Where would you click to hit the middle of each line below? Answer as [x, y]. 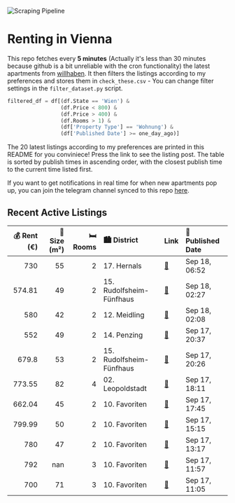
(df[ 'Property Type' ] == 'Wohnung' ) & [117, 127]
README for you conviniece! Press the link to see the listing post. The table [116, 155]
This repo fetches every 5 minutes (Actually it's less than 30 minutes [107, 58]
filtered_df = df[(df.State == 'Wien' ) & [69, 101]
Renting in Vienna [60, 39]
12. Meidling [124, 315]
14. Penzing [123, 335]
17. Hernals [122, 266]
